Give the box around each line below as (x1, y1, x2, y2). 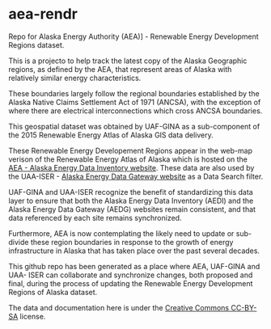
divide (8, 237, 29, 247)
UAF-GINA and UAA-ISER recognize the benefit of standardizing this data (8, 187, 253, 196)
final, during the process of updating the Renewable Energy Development (8, 278, 253, 288)
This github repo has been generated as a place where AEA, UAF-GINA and (8, 261, 260, 271)
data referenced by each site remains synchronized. (8, 213, 182, 222)
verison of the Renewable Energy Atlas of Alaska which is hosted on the (8, 154, 248, 164)
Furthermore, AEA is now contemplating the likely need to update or (8, 228, 235, 238)
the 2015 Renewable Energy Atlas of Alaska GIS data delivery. (8, 130, 214, 140)
